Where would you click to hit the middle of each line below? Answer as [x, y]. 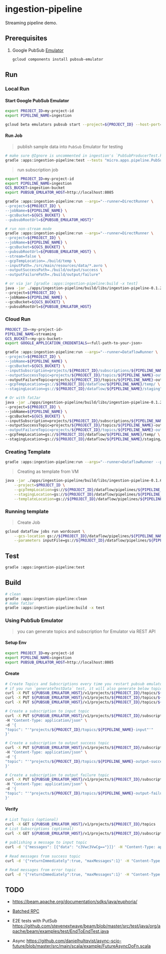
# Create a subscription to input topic [47, 711]
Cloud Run [18, 319]
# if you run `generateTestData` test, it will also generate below [77, 688]
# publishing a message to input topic [46, 843]
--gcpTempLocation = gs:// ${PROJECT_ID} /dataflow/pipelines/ [76, 490]
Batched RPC [26, 911]
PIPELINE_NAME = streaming [31, 334]
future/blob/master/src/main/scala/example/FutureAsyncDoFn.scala [82, 946]
